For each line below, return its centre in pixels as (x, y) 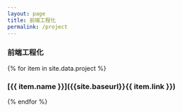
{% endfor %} (28, 101)
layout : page (26, 14)
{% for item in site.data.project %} (57, 68)
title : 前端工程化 (32, 20)
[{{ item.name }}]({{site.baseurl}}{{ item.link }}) (92, 86)
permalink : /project (38, 27)
